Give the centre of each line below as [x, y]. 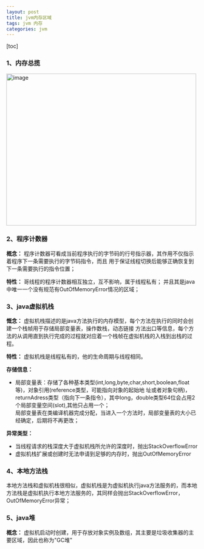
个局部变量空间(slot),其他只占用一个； [62, 406]
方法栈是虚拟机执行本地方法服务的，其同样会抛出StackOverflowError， [95, 493]
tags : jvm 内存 [25, 23]
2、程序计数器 [27, 239]
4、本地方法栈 [27, 471]
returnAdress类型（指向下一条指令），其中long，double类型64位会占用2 [105, 398]
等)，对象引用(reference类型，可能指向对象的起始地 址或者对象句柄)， [103, 390]
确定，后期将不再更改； [50, 421]
